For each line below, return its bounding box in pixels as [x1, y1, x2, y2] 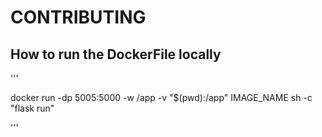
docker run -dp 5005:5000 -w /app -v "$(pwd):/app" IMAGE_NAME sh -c [10, 92, 313, 103]
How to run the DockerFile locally [10, 46, 222, 63]
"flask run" [10, 102, 55, 114]
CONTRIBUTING [10, 6, 147, 29]
